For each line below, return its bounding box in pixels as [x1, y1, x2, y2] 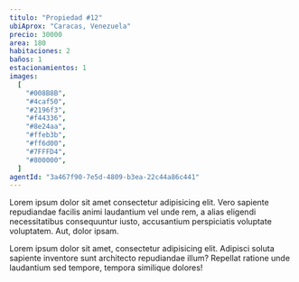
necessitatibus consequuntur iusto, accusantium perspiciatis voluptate [9, 216, 273, 227]
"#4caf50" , [25, 96, 67, 106]
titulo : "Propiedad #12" [9, 13, 103, 23]
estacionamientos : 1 [9, 64, 88, 73]
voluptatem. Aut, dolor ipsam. [9, 226, 119, 237]
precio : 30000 [9, 30, 63, 39]
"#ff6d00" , [25, 139, 67, 148]
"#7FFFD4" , [25, 147, 67, 156]
